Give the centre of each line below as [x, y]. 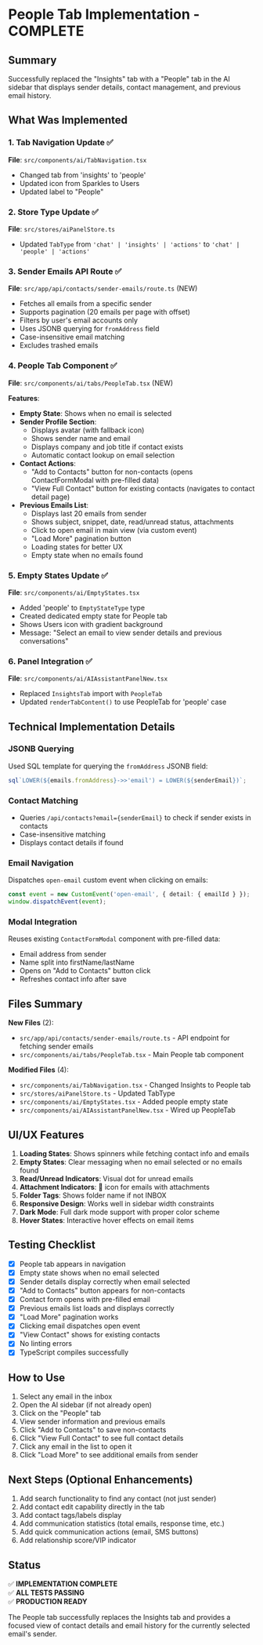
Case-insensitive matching [62, 834]
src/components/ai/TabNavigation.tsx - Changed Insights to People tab [135, 1085]
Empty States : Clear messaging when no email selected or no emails [131, 1162]
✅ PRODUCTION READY [48, 1601]
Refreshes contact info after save [73, 979]
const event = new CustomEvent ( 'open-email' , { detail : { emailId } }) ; [129, 895]
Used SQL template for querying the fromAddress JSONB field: [108, 766]
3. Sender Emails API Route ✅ [65, 271]
